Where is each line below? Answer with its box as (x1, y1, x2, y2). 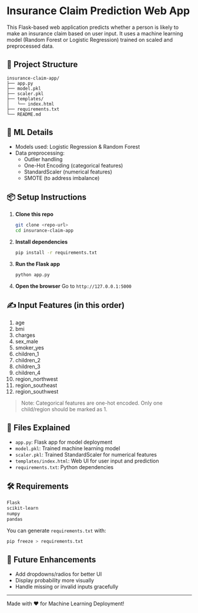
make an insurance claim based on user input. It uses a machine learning (6, 29, 183, 37)
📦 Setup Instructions (6, 192, 87, 202)
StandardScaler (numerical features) (24, 168, 112, 175)
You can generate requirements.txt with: (6, 527, 106, 534)
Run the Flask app (15, 261, 61, 267)
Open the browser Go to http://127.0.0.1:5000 (15, 282, 132, 290)
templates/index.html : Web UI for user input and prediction (15, 457, 159, 464)
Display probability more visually (15, 576, 95, 584)
